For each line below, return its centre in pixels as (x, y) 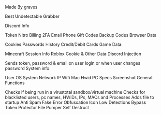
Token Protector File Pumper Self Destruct (47, 108)
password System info (27, 68)
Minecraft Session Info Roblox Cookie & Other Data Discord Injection (73, 54)
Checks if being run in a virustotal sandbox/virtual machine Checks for (75, 92)
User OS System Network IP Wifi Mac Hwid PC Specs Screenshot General (79, 78)
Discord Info (17, 26)
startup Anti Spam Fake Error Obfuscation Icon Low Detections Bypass (75, 102)
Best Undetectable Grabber (32, 16)
